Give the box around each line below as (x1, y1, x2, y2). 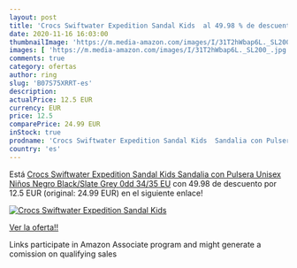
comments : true (9, 54, 65, 63)
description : (9, 87, 57, 96)
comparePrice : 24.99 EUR (9, 120, 101, 129)
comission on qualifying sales (9, 249, 118, 259)
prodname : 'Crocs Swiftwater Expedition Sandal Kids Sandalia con (9, 136, 263, 145)
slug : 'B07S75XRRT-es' (9, 79, 93, 88)
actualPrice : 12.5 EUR (9, 95, 93, 104)
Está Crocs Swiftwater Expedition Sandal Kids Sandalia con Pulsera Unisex (9, 169, 281, 180)
